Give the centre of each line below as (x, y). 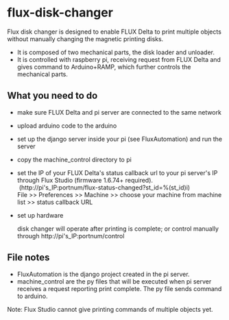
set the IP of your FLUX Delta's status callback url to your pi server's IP (117, 172)
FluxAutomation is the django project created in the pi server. (103, 274)
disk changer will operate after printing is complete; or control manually (118, 229)
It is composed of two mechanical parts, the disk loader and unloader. (116, 52)
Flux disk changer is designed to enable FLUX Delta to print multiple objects (114, 32)
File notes (28, 258)
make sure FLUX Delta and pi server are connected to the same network (119, 112)
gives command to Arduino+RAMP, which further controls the (104, 67)
